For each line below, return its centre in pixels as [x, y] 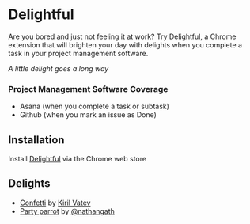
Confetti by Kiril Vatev [55, 203]
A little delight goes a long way [59, 68]
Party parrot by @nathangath [67, 211]
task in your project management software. [78, 53]
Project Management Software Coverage [88, 89]
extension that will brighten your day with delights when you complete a [125, 44]
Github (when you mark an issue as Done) [88, 115]
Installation [36, 140]
